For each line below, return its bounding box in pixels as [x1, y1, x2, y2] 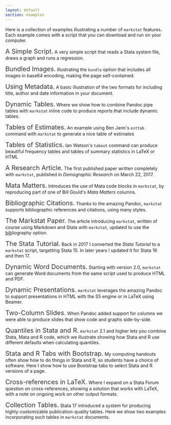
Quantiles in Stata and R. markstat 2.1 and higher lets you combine [5, 326, 166, 334]
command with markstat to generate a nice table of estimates [5, 131, 134, 137]
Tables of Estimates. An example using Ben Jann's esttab [5, 123, 144, 131]
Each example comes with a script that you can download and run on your [5, 32, 161, 38]
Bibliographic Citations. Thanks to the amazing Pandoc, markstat [5, 199, 162, 207]
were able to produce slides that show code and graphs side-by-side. [5, 316, 152, 323]
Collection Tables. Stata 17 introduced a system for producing [5, 400, 151, 409]
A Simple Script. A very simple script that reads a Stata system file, [5, 47, 161, 55]
